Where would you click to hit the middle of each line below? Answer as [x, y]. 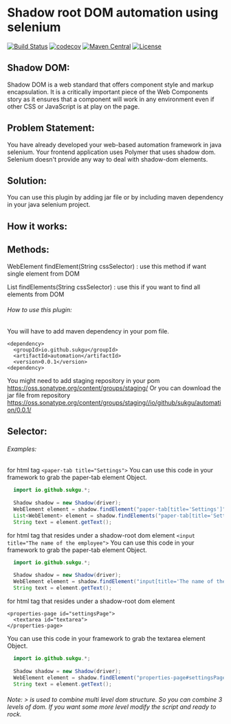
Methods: [28, 250]
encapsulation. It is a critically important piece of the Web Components [108, 91]
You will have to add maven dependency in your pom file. [88, 331]
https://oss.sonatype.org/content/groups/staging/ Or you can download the [114, 388]
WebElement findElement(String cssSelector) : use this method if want [107, 266]
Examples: [22, 449]
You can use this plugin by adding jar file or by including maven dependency [115, 197]
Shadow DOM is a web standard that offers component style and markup [111, 85]
